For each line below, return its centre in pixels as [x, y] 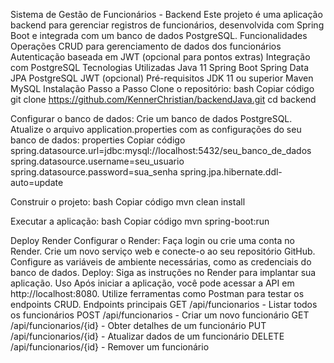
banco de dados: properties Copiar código [98, 140]
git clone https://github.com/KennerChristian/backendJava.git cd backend [163, 99]
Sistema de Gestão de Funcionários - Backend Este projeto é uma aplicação [166, 14]
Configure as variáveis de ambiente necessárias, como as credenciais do [161, 262]
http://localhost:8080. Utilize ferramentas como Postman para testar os [157, 293]
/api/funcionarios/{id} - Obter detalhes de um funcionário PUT [138, 325]
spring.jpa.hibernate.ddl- [231, 172]
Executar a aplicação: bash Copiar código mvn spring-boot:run [140, 221]
